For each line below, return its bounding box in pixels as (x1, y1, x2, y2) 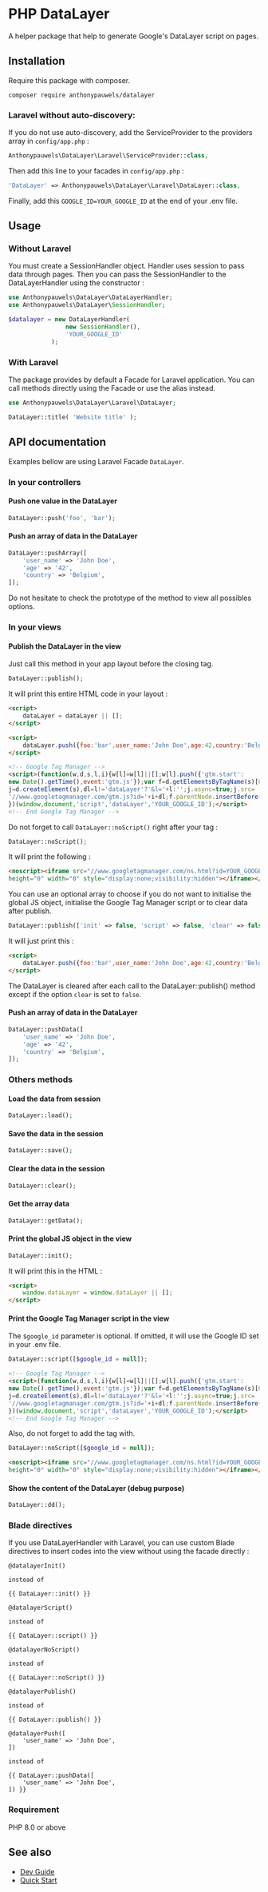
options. (8, 602, 36, 611)
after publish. (8, 906, 52, 916)
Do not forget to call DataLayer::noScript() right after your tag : (8, 822, 218, 832)
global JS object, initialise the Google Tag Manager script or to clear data (8, 898, 249, 908)
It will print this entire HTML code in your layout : (8, 689, 168, 699)
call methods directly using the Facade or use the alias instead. (8, 384, 215, 393)
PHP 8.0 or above (8, 1822, 66, 1832)
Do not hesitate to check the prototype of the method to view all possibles (8, 593, 252, 603)
